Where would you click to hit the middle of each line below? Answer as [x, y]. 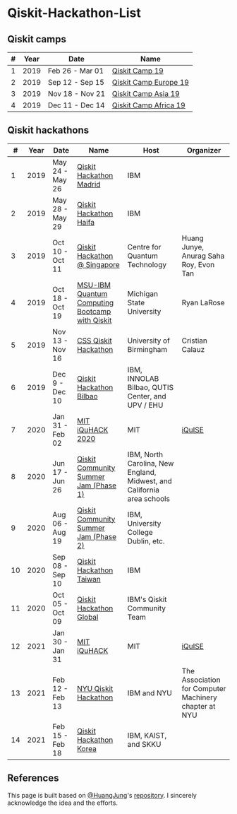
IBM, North [145, 454]
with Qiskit [94, 320]
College [140, 532]
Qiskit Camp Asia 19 [146, 94]
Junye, [193, 247]
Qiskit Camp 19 [138, 71]
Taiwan [89, 579]
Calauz [193, 349]
